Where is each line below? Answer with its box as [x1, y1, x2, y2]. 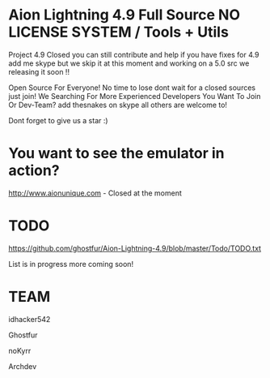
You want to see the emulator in [8, 144, 225, 163]
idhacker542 [8, 314, 51, 324]
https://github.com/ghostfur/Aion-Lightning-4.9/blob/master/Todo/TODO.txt [8, 243, 261, 253]
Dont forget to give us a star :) [8, 115, 108, 125]
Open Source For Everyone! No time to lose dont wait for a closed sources [8, 83, 256, 92]
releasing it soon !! [8, 67, 70, 76]
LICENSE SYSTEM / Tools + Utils [8, 23, 229, 41]
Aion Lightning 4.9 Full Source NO [8, 6, 241, 24]
